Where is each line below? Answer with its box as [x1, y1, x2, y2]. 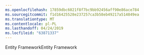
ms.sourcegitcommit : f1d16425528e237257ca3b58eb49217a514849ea [5, 12, 140, 17]
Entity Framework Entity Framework [5, 44, 77, 50]
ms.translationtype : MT [5, 16, 55, 21]
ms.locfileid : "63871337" [5, 30, 59, 35]
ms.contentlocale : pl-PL [5, 21, 57, 26]
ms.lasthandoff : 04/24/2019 [5, 26, 64, 31]
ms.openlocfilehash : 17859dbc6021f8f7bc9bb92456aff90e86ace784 [5, 7, 140, 12]
